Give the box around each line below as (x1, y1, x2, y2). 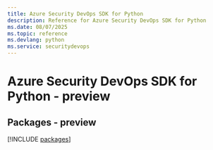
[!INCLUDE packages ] (7, 135, 71, 143)
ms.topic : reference (7, 30, 68, 37)
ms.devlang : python (7, 37, 65, 44)
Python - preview (7, 89, 111, 104)
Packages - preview (7, 116, 97, 128)
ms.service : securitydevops (7, 43, 90, 50)
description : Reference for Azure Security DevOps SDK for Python (7, 17, 207, 24)
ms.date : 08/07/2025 (7, 23, 68, 30)
